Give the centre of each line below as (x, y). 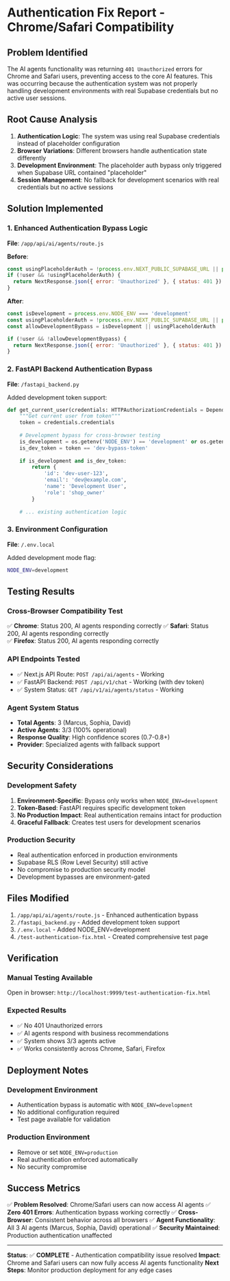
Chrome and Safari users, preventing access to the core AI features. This (110, 76)
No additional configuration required (68, 1112)
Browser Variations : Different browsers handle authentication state (112, 150)
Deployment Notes (48, 1071)
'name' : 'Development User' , (85, 487)
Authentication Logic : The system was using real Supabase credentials (118, 136)
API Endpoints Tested (44, 659)
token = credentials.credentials (67, 423)
